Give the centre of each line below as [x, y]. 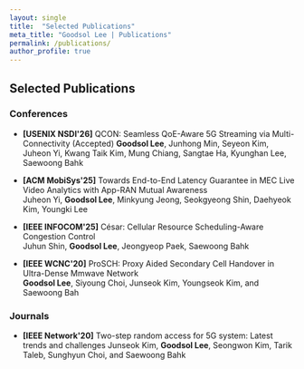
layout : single [38, 18]
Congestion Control [59, 236]
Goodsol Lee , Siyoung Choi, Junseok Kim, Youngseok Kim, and [141, 283]
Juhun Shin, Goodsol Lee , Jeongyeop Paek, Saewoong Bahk [136, 246]
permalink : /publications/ [60, 43]
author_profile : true [50, 52]
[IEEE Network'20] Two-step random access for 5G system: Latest [147, 335]
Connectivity [46, 143]
